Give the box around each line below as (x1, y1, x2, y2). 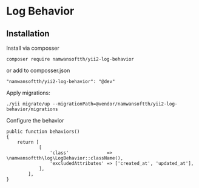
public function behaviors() (6, 129, 80, 135)
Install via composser (6, 44, 59, 52)
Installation (6, 29, 50, 39)
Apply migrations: (6, 89, 50, 96)
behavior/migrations (6, 106, 59, 112)
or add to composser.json (6, 67, 70, 74)
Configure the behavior (6, 117, 65, 124)
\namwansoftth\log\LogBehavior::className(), (6, 155, 123, 161)
